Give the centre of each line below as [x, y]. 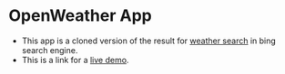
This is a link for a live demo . [75, 60]
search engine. [50, 50]
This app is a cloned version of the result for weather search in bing [149, 41]
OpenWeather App [80, 16]
